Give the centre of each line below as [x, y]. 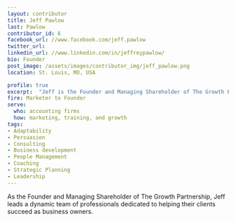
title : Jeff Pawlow [36, 20]
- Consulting [26, 144]
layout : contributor [38, 14]
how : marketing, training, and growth [71, 118]
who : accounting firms [47, 112]
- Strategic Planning [39, 170]
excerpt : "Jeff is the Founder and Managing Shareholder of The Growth [116, 92]
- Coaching [23, 163]
